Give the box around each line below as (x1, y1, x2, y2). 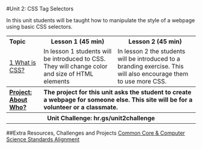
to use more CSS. (117, 78, 167, 85)
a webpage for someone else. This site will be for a (43, 96, 193, 104)
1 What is (9, 58, 36, 67)
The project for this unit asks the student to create (43, 88, 192, 96)
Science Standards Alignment (6, 136, 80, 143)
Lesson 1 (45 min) (50, 37, 105, 46)
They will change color (43, 62, 108, 70)
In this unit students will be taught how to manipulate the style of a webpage (6, 17, 195, 23)
